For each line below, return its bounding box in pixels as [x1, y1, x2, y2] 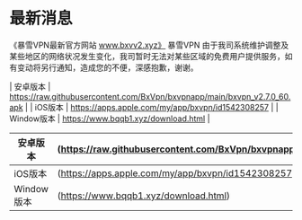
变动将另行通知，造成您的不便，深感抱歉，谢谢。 [16, 62, 199, 73]
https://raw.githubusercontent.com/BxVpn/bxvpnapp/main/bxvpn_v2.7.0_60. [9, 91, 291, 101]
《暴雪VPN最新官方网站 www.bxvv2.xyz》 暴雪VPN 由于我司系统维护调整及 [9, 40, 289, 50]
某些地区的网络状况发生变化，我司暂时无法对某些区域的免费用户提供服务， [9, 50, 285, 61]
